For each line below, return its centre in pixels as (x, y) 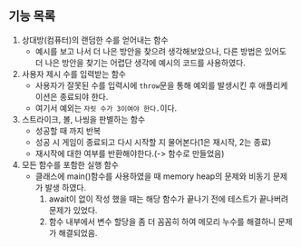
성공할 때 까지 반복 (68, 131)
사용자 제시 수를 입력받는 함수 (73, 74)
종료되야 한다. (84, 96)
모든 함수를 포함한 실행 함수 (70, 164)
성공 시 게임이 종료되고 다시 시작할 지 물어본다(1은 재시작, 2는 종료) (153, 142)
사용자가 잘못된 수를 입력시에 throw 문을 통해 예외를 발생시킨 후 (146, 85)
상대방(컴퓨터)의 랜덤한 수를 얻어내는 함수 (95, 40)
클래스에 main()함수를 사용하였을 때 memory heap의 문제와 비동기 (153, 176)
